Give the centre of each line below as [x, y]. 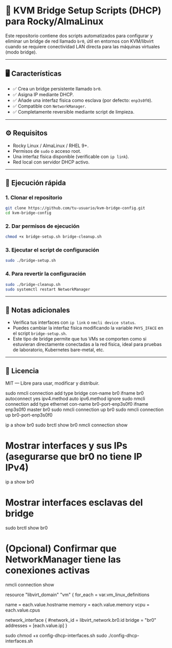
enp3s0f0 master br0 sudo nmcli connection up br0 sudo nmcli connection [84, 410]
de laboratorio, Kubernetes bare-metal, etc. [58, 350]
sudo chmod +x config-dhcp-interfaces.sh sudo [56, 635]
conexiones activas [48, 571]
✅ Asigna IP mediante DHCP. [43, 94]
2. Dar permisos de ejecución [42, 226]
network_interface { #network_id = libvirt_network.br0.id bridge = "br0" [81, 620]
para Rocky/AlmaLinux [55, 21]
